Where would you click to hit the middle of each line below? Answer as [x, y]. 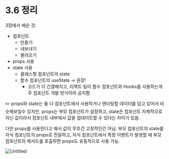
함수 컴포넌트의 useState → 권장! [53, 80]
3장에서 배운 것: [21, 25]
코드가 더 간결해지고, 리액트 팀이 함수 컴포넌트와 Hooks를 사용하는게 [95, 86]
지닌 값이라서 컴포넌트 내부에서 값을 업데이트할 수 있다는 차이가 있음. [73, 118]
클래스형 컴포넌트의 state [45, 74]
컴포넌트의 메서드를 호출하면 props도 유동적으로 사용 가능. [62, 141]
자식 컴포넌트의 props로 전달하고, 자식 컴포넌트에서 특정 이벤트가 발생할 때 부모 [83, 135]
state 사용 [23, 67]
